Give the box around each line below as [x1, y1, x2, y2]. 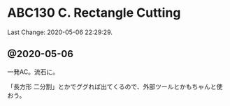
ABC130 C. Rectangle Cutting [7, 5, 181, 21]
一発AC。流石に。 [7, 68, 59, 76]
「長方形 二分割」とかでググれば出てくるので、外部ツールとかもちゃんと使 [7, 82, 223, 91]
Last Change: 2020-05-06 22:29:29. [7, 28, 113, 36]
